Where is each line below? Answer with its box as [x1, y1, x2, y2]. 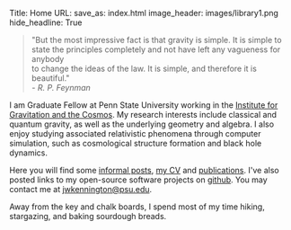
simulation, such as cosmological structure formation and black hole [9, 138, 262, 148]
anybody [31, 54, 65, 64]
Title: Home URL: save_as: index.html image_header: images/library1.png [9, 8, 278, 18]
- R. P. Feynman [31, 83, 92, 93]
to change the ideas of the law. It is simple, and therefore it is [31, 63, 258, 74]
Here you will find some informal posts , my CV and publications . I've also [9, 165, 280, 175]
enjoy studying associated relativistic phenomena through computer [9, 128, 261, 138]
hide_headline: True [9, 17, 83, 28]
